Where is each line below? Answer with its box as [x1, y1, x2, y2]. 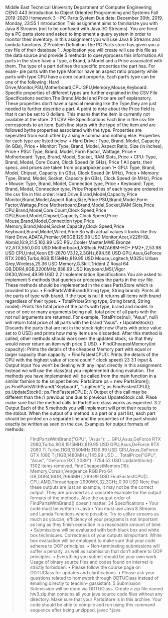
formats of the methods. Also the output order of [30, 495, 131, 501]
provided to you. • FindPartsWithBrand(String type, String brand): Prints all [5, 288, 159, 293]
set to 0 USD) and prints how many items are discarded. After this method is [5, 330, 162, 336]
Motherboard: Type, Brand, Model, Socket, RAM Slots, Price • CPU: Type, [5, 154, 157, 160]
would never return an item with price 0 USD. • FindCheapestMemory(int [5, 341, 156, 346]
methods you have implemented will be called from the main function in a [5, 373, 156, 379]
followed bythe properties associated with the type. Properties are [5, 127, 142, 133]
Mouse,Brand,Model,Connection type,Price [5, 218, 94, 224]
